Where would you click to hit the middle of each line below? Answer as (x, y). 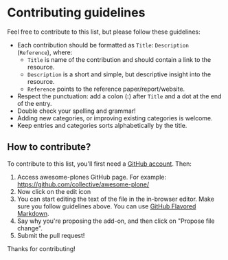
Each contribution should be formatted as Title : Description (103, 45)
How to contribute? (49, 147)
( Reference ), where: (45, 52)
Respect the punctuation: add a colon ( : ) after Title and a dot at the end (119, 96)
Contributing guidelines (76, 13)
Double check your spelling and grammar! (76, 111)
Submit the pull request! (51, 235)
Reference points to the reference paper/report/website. (106, 89)
